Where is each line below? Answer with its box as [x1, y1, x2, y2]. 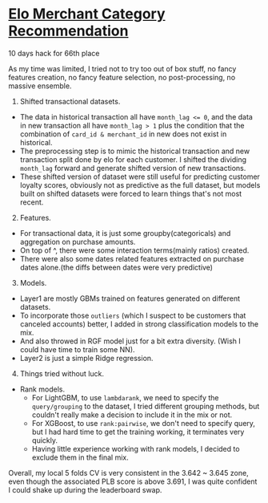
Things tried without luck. [19, 368, 105, 378]
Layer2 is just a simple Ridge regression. [19, 353, 154, 363]
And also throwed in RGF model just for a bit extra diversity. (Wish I [19, 336, 242, 346]
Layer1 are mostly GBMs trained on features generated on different [19, 294, 241, 303]
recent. [19, 197, 44, 207]
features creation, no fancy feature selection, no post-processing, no [8, 72, 236, 82]
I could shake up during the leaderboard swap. [8, 485, 162, 494]
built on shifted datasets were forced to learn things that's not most [19, 189, 242, 198]
